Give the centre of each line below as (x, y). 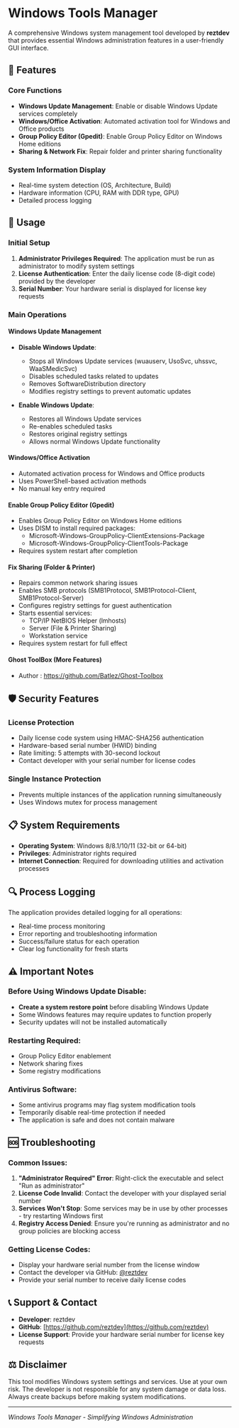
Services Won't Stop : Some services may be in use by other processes (123, 1208)
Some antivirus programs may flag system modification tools (107, 1105)
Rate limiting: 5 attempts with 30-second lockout (89, 753)
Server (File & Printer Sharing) (73, 628)
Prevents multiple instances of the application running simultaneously (120, 795)
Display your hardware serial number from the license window (109, 1265)
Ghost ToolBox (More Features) (55, 660)
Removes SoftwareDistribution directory (87, 383)
